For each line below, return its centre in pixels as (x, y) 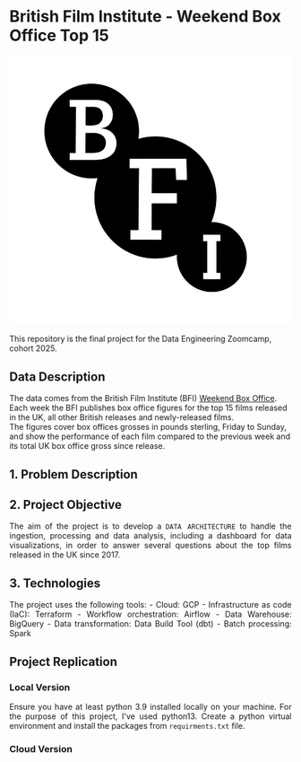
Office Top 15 (59, 35)
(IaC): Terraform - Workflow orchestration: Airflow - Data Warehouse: (150, 614)
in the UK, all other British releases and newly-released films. (122, 417)
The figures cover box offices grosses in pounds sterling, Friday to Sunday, (148, 427)
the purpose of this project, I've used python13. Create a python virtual (150, 716)
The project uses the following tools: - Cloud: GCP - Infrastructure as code (150, 605)
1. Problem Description (74, 474)
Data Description (57, 377)
